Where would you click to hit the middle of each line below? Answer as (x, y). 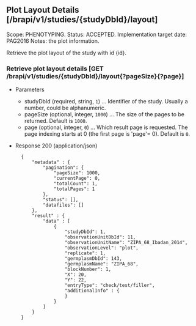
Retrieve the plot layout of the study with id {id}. (67, 53)
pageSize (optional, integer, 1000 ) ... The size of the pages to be (104, 114)
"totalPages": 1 (74, 189)
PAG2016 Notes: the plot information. (53, 41)
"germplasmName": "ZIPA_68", (101, 264)
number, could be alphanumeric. (65, 108)
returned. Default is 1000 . (56, 121)
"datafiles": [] (63, 205)
